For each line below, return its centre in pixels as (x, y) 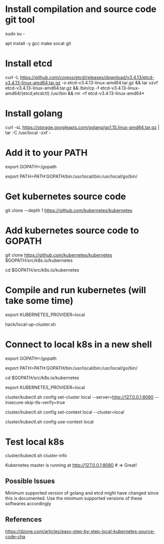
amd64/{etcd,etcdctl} (27, 93)
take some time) (39, 300)
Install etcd (29, 64)
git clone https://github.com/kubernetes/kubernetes (59, 255)
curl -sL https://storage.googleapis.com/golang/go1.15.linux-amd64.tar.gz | (82, 127)
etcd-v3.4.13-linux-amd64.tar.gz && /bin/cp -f (52, 88)
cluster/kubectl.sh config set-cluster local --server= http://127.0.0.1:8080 (79, 397)
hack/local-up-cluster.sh (30, 324)
